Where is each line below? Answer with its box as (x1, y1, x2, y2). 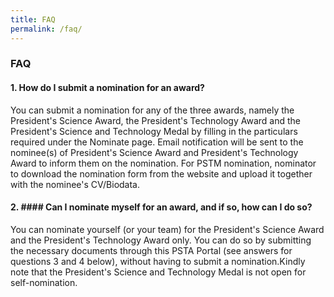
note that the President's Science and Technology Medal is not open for (10, 266, 307, 278)
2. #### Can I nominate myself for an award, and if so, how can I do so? (10, 201, 313, 213)
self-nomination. (10, 276, 78, 288)
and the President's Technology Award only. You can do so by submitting (10, 234, 312, 246)
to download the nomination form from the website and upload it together (10, 167, 313, 180)
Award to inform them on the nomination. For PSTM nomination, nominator (10, 157, 317, 169)
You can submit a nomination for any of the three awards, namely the (10, 104, 295, 116)
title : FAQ (10, 14, 56, 25)
